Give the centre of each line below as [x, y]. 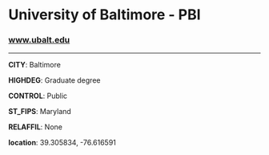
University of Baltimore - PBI [105, 15]
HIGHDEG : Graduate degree [54, 80]
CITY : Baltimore [35, 65]
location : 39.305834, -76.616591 [62, 143]
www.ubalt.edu [39, 40]
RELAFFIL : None [35, 127]
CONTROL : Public [38, 96]
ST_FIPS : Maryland [40, 112]
